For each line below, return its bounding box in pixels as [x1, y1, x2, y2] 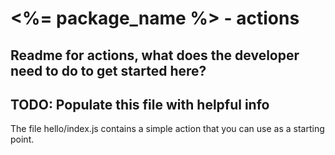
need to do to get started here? [10, 62, 207, 79]
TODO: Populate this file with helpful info [10, 96, 270, 113]
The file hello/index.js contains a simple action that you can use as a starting [10, 123, 325, 135]
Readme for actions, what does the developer [10, 47, 300, 64]
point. [10, 133, 35, 146]
